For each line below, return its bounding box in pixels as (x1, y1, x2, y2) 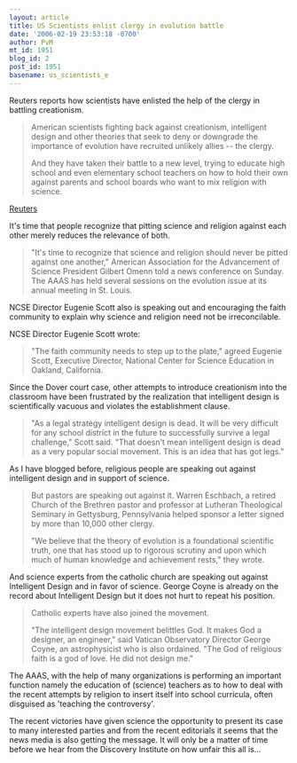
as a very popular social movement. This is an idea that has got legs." (30, 445, 285, 457)
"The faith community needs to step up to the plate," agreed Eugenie (30, 345, 282, 356)
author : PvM (9, 37, 53, 47)
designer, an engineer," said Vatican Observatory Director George (30, 633, 271, 644)
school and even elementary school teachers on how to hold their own (30, 167, 288, 177)
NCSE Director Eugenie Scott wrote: (9, 328, 141, 339)
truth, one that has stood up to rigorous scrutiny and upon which (30, 545, 268, 555)
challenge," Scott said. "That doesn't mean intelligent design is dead (30, 437, 281, 447)
